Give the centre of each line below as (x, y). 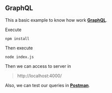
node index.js (20, 57)
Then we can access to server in (38, 66)
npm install (17, 39)
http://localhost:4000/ (40, 76)
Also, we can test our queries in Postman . (47, 85)
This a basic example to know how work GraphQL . (56, 20)
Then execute (19, 48)
